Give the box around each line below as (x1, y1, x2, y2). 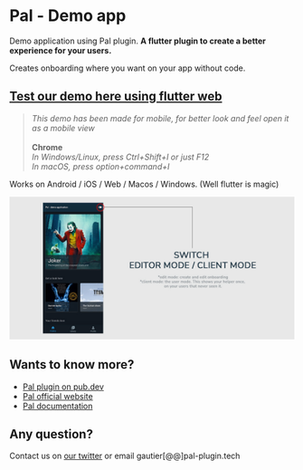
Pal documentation (22, 400, 93, 411)
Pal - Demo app (9, 5, 127, 26)
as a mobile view (31, 122, 95, 133)
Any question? (9, 427, 93, 442)
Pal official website (22, 390, 93, 401)
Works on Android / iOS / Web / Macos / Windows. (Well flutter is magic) (9, 178, 279, 189)
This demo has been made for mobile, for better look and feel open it (31, 112, 289, 123)
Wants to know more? (9, 357, 135, 372)
